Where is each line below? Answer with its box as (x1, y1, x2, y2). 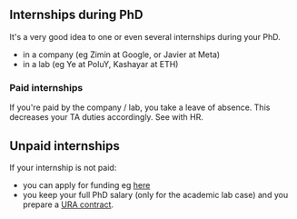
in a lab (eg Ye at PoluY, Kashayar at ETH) (22, 58, 179, 69)
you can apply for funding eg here (22, 179, 151, 190)
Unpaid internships (9, 138, 121, 154)
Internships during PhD (9, 7, 144, 23)
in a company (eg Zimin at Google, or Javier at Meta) (22, 49, 221, 60)
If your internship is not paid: (9, 162, 117, 173)
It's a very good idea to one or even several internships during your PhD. (9, 31, 282, 42)
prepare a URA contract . (22, 199, 114, 210)
